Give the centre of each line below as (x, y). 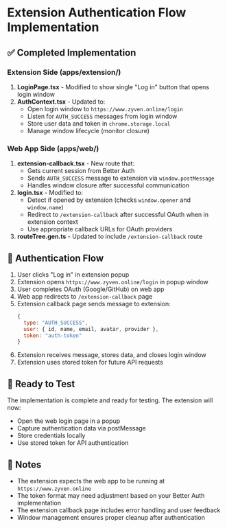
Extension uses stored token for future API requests (90, 363)
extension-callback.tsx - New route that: (76, 163)
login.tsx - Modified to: (50, 193)
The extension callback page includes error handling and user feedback (119, 510)
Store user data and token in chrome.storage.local (99, 123)
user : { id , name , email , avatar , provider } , (91, 329)
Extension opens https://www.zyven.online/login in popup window (113, 282)
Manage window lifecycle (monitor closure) (88, 130)
